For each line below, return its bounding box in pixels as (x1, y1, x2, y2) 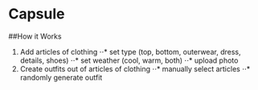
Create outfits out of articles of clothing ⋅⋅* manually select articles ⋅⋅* (19, 63, 251, 73)
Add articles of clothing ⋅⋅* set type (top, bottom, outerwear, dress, (19, 47, 241, 56)
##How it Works (8, 31, 62, 41)
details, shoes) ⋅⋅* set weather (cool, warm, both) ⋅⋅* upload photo (19, 55, 239, 65)
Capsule (8, 5, 65, 23)
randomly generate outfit (19, 72, 103, 82)
